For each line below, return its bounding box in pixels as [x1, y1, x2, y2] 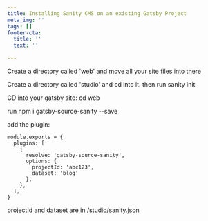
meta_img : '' [7, 17, 45, 23]
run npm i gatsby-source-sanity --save [7, 107, 118, 115]
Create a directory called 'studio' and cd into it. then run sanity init [7, 81, 196, 88]
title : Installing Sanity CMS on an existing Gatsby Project [7, 10, 187, 17]
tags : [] [7, 23, 32, 30]
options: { [25, 158, 57, 165]
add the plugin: [7, 120, 50, 128]
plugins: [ [13, 140, 45, 147]
